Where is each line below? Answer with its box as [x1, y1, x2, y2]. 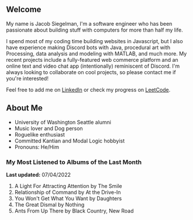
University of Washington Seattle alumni [14, 118, 112, 125]
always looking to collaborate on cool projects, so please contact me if [6, 68, 177, 75]
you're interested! [6, 75, 49, 82]
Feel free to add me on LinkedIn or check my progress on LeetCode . [6, 86, 171, 93]
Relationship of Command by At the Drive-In [14, 188, 121, 195]
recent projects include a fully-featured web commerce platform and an [6, 56, 178, 63]
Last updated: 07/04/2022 [6, 171, 71, 178]
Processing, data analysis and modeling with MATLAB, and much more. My [6, 50, 187, 57]
